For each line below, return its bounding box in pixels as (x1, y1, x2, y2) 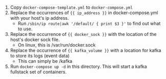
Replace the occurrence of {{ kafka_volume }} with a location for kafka (10, 48, 161, 53)
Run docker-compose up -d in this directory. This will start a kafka (10, 63, 147, 69)
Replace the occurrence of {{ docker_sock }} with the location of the (10, 31, 157, 37)
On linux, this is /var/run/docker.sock (17, 42, 96, 48)
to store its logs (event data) (10, 53, 70, 59)
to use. (17, 26, 33, 32)
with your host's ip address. (10, 15, 69, 21)
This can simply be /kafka (17, 58, 73, 64)
